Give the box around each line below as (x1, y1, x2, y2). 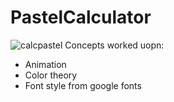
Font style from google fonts (24, 79, 142, 91)
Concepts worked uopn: (64, 39, 165, 51)
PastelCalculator (10, 6, 152, 29)
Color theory (24, 69, 78, 81)
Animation (24, 58, 67, 70)
